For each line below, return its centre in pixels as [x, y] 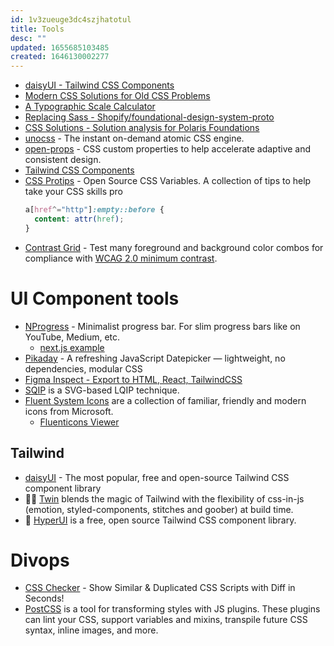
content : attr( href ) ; [79, 219]
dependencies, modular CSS [83, 368]
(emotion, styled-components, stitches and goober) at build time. [159, 509]
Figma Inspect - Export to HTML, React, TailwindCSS [133, 379]
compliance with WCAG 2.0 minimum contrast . [121, 258]
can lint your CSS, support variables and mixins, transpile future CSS [166, 620]
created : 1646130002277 [60, 57]
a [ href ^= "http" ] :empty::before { [94, 210]
